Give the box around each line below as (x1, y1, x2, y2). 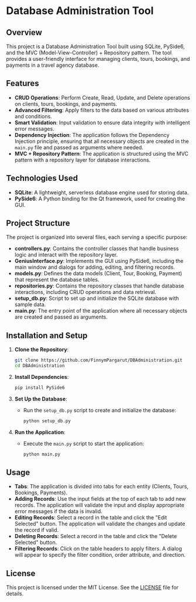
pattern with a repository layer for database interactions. (14, 156, 151, 163)
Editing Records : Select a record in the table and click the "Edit (14, 514, 167, 521)
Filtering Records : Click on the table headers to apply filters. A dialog (14, 545, 183, 552)
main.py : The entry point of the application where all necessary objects (14, 307, 188, 314)
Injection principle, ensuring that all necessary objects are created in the (14, 138, 189, 145)
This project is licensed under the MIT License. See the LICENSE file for (6, 584, 179, 591)
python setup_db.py (23, 418, 71, 424)
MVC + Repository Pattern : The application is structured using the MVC (14, 150, 189, 157)
